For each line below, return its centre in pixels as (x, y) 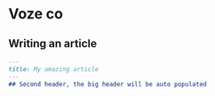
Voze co (36, 14)
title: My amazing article (54, 69)
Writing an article (53, 44)
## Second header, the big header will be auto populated (107, 84)
